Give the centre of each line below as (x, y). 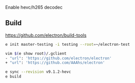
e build (13, 77)
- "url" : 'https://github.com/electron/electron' (59, 58)
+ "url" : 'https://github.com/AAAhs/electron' (55, 63)
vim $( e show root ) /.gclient (36, 53)
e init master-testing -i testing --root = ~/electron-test (67, 44)
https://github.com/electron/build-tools (46, 35)
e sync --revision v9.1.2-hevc (38, 72)
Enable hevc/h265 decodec (34, 7)
